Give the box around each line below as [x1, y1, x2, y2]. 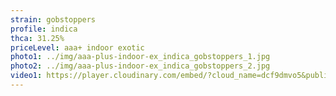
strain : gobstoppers [10, 14, 97, 25]
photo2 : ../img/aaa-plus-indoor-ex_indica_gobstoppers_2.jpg [10, 61, 271, 71]
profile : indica [10, 24, 78, 34]
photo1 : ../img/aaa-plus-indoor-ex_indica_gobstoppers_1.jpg [10, 52, 271, 62]
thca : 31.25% [10, 33, 65, 43]
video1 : [10, 71, 43, 81]
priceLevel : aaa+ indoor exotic [10, 42, 145, 53]
